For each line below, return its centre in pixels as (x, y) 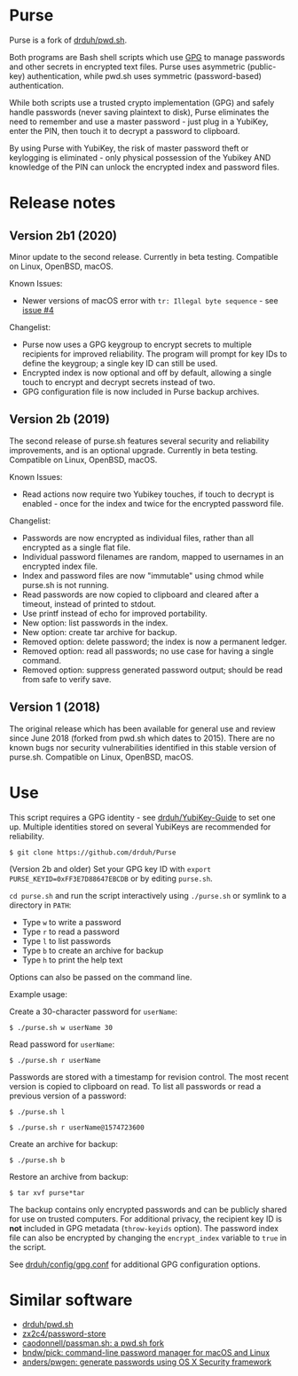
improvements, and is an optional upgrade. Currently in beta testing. (134, 450)
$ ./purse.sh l (37, 1112)
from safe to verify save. (67, 679)
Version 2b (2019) (60, 419)
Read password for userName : (62, 1044)
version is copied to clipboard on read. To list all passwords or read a (135, 1086)
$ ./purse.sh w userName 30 (61, 1027)
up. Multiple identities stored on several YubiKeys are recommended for (140, 827)
